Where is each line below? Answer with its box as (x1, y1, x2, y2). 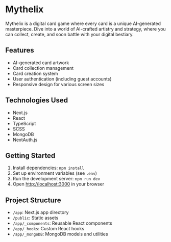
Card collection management (12, 65, 74, 71)
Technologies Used (5, 96, 68, 105)
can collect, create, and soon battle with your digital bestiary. (5, 31, 134, 37)
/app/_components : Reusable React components (12, 220, 112, 226)
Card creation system (12, 70, 58, 76)
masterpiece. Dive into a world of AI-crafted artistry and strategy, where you (5, 25, 166, 32)
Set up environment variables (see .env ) (12, 170, 97, 176)
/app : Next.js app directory (12, 209, 69, 216)
